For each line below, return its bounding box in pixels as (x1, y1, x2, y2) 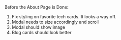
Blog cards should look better (11, 30, 72, 35)
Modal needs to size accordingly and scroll (11, 19, 99, 25)
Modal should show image (11, 24, 65, 30)
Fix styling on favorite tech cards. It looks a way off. (11, 14, 117, 19)
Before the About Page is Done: (4, 4, 69, 10)
